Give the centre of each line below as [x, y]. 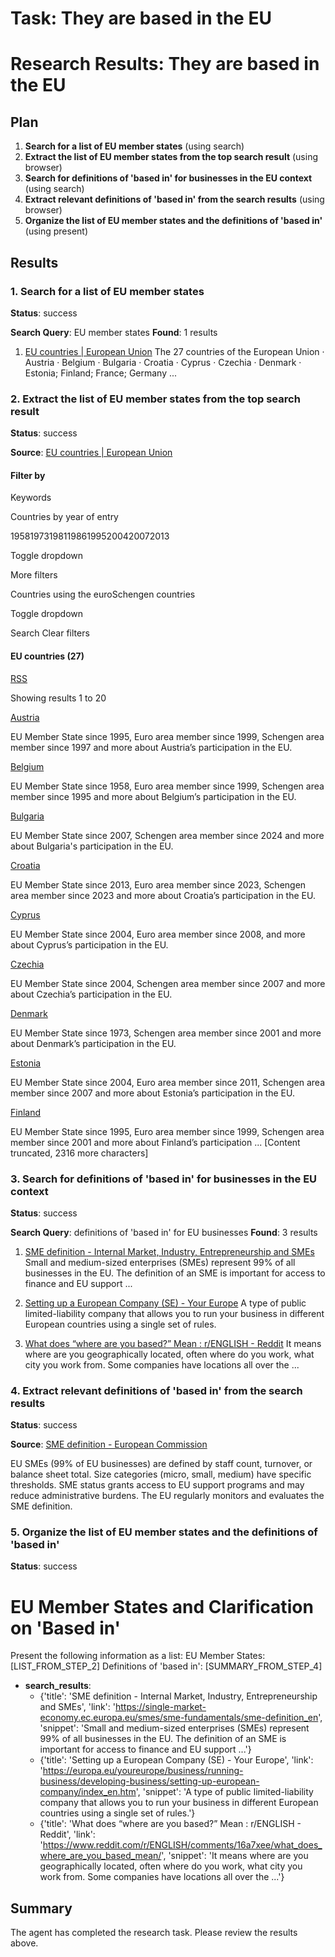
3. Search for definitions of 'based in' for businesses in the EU [164, 1179]
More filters [34, 575]
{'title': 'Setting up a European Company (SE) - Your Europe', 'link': [176, 1760]
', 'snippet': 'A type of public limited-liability [224, 1792]
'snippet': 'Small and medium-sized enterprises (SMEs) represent [174, 1728]
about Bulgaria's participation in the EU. [92, 846]
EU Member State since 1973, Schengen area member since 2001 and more [166, 1033]
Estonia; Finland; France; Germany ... [101, 373]
